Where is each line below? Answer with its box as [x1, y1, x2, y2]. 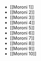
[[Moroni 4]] [9, 20, 35, 25]
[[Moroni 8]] [9, 41, 35, 46]
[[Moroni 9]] [9, 46, 35, 51]
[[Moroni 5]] [9, 25, 35, 31]
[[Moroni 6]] [9, 30, 35, 36]
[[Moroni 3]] [9, 15, 35, 20]
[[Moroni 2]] [9, 9, 35, 15]
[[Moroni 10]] [9, 51, 37, 57]
